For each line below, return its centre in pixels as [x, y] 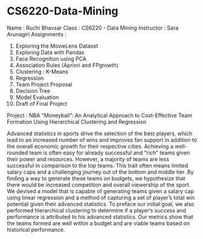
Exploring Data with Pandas [50, 52]
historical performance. [36, 229]
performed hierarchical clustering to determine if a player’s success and [97, 210]
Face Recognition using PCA [51, 59]
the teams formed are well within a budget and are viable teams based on [98, 223]
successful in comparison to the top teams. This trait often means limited [98, 165]
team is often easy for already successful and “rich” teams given [110, 153]
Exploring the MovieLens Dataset [57, 46]
